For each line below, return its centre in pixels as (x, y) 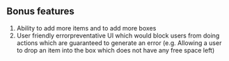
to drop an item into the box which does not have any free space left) (116, 50)
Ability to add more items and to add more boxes (86, 28)
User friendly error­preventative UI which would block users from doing (118, 35)
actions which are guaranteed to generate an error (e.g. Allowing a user (119, 43)
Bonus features (40, 11)
